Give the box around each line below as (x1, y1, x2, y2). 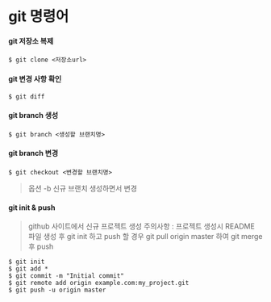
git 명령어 (8, 7, 69, 26)
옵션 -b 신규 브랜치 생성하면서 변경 (27, 183, 137, 193)
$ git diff (8, 92, 45, 101)
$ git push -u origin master (8, 286, 106, 295)
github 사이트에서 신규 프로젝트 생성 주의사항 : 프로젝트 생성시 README (27, 221, 256, 231)
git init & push (8, 203, 56, 212)
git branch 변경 (8, 149, 59, 158)
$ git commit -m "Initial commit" (8, 272, 125, 280)
